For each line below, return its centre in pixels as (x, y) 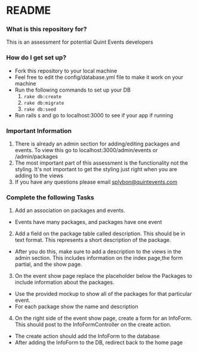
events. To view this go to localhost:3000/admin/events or (86, 150)
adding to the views (39, 176)
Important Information (39, 131)
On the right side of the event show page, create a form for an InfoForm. (103, 318)
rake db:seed (40, 109)
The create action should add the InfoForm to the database (87, 336)
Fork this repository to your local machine (66, 71)
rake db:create (42, 96)
